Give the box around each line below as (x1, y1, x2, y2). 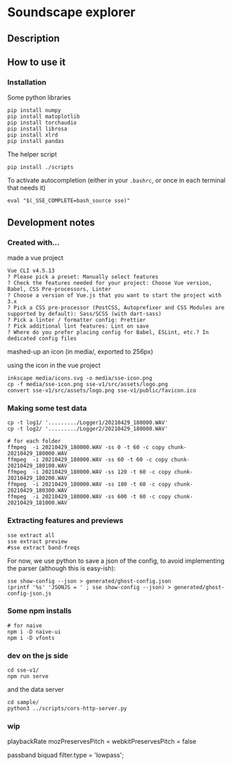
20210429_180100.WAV (7, 462, 68, 469)
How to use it (7, 56, 66, 68)
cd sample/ (7, 699, 39, 706)
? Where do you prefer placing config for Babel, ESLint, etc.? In (7, 328, 210, 335)
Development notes (7, 216, 95, 228)
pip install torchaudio (7, 119, 77, 127)
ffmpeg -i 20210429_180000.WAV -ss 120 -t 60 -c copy (7, 469, 172, 476)
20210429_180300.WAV (7, 487, 68, 494)
